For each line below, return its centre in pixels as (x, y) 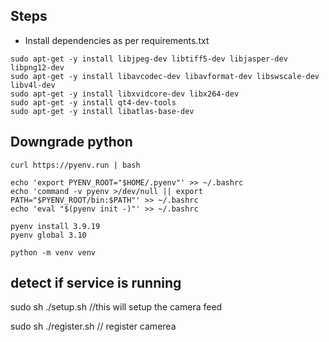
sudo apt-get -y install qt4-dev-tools (93, 102)
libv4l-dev (33, 85)
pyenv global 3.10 (48, 235)
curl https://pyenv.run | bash (75, 165)
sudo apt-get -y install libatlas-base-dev (102, 111)
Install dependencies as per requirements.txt (117, 40)
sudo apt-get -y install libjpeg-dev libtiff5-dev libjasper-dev (149, 59)
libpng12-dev (37, 67)
